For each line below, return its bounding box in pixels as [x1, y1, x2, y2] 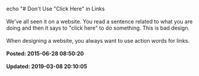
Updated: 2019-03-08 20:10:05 [6, 63, 87, 70]
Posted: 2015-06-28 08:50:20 [6, 50, 84, 57]
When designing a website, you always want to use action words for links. [6, 37, 190, 44]
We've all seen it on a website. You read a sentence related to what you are [6, 18, 193, 25]
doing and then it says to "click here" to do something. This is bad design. [6, 24, 190, 31]
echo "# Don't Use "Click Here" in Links [6, 5, 105, 12]
